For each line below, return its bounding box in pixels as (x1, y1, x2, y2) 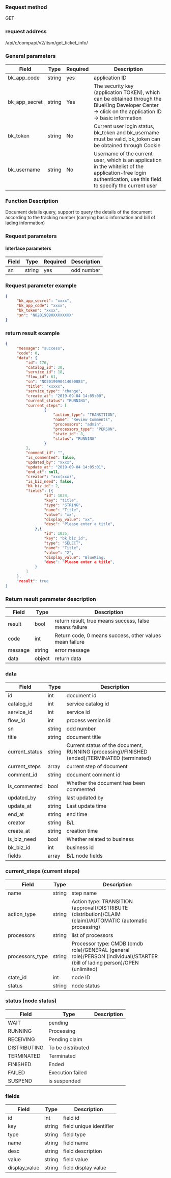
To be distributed (48, 1044, 90, 1051)
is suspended (48, 1077, 81, 1084)
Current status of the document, (66, 742, 144, 749)
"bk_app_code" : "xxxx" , (16, 303, 67, 309)
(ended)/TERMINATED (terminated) (66, 755, 152, 762)
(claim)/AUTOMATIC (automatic (71, 917, 148, 924)
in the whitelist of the (93, 162, 144, 170)
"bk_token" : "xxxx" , (16, 308, 60, 313)
